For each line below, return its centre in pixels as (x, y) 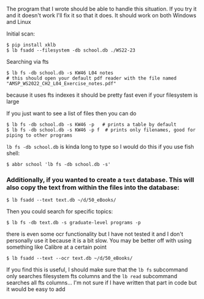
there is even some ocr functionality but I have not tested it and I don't (95, 234)
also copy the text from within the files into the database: (93, 187)
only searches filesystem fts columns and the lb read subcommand (92, 276)
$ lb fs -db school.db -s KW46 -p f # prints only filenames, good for (101, 130)
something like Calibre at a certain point (57, 247)
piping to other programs (39, 135)
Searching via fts (28, 62)
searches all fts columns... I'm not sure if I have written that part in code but (102, 283)
